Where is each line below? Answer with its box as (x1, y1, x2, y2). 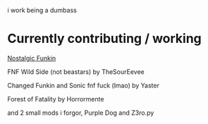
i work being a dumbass (7, 6, 78, 14)
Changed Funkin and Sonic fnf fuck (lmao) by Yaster (7, 81, 160, 89)
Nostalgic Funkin (7, 54, 56, 62)
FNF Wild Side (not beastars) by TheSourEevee (7, 67, 145, 76)
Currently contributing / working (7, 31, 202, 46)
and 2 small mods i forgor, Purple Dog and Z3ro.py (7, 108, 154, 117)
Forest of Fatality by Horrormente (7, 94, 104, 103)
